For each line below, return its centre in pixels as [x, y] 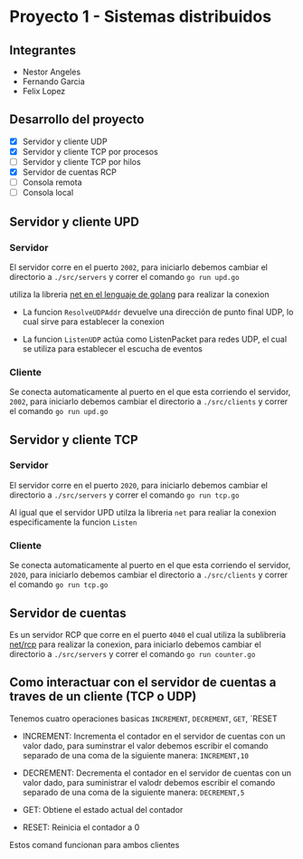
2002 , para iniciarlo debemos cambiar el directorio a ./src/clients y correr [149, 401]
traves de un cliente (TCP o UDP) [103, 696]
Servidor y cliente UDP [65, 141]
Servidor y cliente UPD [75, 222]
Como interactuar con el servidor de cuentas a [143, 683]
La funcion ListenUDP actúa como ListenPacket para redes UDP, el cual [155, 339]
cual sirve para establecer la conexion [93, 321]
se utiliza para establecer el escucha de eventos [113, 348]
